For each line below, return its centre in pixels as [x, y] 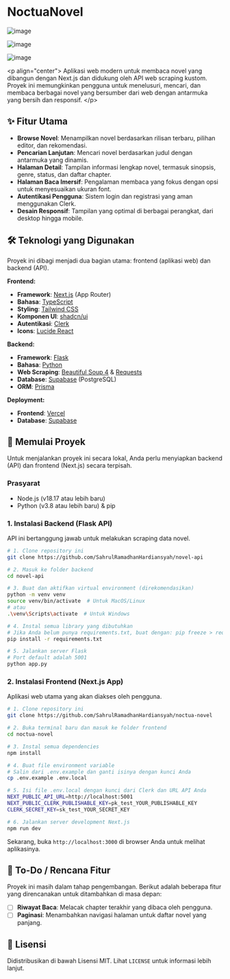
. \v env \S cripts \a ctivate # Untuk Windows [68, 614]
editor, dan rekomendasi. [52, 145]
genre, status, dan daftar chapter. [64, 174]
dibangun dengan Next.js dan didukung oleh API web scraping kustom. [107, 78]
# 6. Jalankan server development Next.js [68, 822]
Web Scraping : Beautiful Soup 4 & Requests [79, 372]
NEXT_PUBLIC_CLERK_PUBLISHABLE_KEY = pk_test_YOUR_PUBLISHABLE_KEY [102, 803]
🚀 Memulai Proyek [46, 442]
